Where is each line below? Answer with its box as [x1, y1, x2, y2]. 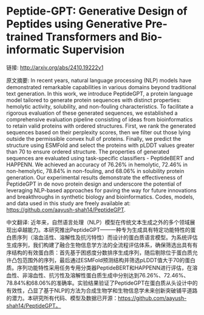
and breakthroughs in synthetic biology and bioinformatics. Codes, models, [6, 193, 195, 200]
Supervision [62, 43, 125, 57]
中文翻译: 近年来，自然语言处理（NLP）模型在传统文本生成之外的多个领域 [6, 218, 190, 226]
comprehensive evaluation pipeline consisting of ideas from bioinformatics [6, 115, 193, 123]
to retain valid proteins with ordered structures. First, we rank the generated [6, 122, 196, 129]
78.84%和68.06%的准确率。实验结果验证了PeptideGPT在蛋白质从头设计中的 [6, 279, 198, 286]
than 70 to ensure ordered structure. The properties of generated [6, 147, 169, 155]
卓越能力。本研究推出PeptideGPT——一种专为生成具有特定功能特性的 [16, 226, 191, 233]
